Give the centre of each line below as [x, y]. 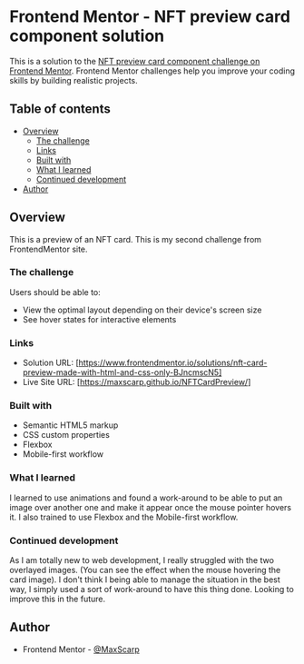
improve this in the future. [58, 599]
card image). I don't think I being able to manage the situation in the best [145, 580]
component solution [87, 36]
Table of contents [60, 109]
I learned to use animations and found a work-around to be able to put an [146, 498]
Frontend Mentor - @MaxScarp [81, 649]
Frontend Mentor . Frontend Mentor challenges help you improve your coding [152, 71]
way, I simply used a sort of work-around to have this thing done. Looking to [152, 590]
